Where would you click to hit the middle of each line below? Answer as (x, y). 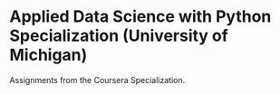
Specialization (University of (119, 36)
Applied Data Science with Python (140, 17)
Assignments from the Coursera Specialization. (97, 80)
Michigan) (48, 55)
